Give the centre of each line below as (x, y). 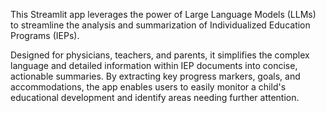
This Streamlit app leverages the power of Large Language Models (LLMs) (163, 14)
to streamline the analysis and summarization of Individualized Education (160, 25)
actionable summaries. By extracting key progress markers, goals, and (155, 76)
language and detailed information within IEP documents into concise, (154, 65)
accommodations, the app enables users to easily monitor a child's (148, 87)
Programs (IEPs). (45, 35)
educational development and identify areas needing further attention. (155, 97)
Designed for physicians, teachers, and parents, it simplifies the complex (160, 55)
